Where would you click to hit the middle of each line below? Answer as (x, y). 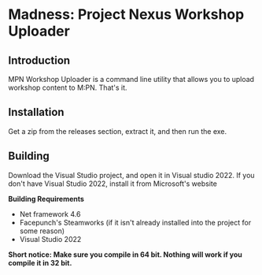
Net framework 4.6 (50, 214)
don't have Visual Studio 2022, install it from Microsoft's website (113, 184)
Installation (36, 112)
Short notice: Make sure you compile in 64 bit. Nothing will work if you (125, 255)
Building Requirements (46, 199)
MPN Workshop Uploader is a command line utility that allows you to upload (131, 79)
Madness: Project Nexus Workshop (126, 15)
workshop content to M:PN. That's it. (68, 87)
